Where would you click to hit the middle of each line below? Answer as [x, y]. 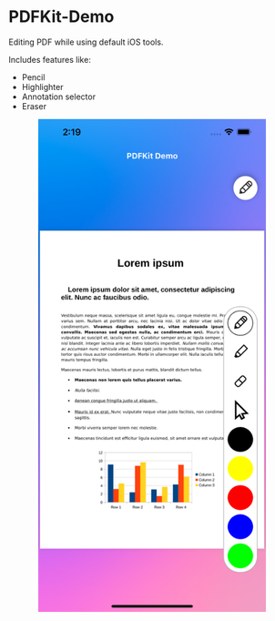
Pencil [33, 77]
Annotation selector [59, 97]
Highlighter [42, 87]
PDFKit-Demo [61, 17]
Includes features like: [50, 59]
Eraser [34, 106]
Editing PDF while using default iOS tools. [86, 42]
